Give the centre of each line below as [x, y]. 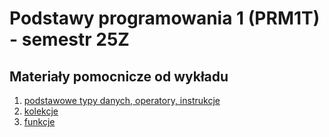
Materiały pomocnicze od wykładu [119, 76]
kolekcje [41, 111]
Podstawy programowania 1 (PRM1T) [165, 18]
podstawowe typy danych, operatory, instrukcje [122, 100]
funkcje [39, 121]
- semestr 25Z [69, 39]
